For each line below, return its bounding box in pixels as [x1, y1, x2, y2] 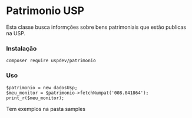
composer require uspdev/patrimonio [6, 58, 96, 64]
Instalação [6, 44, 37, 52]
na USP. [6, 29, 25, 36]
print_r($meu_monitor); [6, 95, 65, 101]
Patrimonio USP [6, 4, 84, 18]
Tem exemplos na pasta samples [6, 105, 86, 112]
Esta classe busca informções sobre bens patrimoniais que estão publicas [6, 23, 187, 31]
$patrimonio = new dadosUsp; [6, 85, 78, 90]
